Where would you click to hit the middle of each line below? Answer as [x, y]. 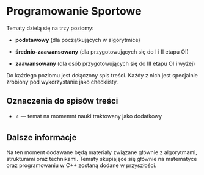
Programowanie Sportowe [74, 11]
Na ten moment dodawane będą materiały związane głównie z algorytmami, [102, 152]
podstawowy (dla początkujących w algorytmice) [78, 40]
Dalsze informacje [42, 137]
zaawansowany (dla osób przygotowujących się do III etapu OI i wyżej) [105, 63]
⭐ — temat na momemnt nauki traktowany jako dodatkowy [89, 116]
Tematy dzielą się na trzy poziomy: [50, 28]
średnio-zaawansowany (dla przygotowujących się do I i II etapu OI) [102, 52]
